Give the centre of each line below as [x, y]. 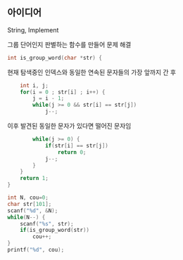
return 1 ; [34, 178]
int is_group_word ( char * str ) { [55, 58]
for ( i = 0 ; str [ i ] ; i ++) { [63, 92]
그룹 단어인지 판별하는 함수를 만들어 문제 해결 [69, 44]
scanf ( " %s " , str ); [47, 223]
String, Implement [33, 30]
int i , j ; [34, 85]
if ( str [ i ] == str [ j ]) [77, 145]
